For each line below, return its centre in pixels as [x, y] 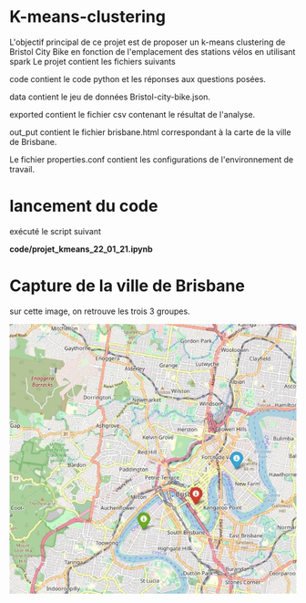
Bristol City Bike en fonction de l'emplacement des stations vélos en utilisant [153, 51]
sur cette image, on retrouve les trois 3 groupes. [100, 311]
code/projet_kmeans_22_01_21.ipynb [81, 249]
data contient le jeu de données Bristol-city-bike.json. [110, 97]
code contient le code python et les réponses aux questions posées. [138, 78]
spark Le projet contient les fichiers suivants [92, 61]
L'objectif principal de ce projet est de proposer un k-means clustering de [148, 42]
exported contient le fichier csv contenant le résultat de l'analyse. [133, 114]
